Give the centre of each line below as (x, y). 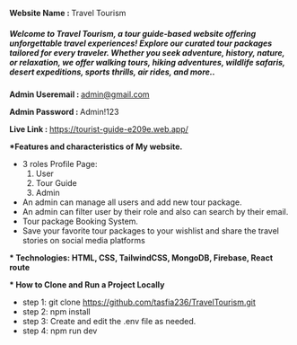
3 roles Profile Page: (60, 164)
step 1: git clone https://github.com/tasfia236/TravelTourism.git (139, 302)
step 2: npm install (57, 311)
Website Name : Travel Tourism (68, 13)
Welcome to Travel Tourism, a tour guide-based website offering (133, 33)
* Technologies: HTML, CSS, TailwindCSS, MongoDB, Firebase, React (141, 257)
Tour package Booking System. (80, 221)
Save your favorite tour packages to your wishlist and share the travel (151, 230)
